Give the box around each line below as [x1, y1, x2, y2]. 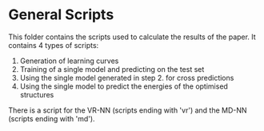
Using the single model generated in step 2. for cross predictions [19, 73, 234, 82]
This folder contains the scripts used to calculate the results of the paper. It [8, 32, 256, 42]
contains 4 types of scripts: [8, 40, 99, 50]
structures [19, 89, 54, 99]
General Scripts [8, 6, 114, 24]
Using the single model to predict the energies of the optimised [19, 81, 228, 91]
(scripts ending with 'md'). [8, 113, 95, 123]
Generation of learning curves [19, 56, 119, 65]
